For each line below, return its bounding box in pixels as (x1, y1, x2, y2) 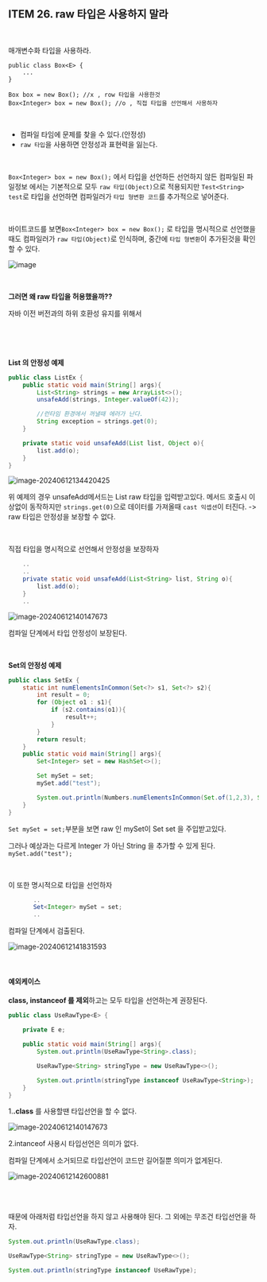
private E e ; (22, 1026, 66, 1034)
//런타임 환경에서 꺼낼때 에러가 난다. (37, 410, 144, 418)
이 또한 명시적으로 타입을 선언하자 (8, 880, 113, 889)
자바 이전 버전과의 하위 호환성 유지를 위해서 (8, 309, 142, 318)
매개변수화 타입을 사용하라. (8, 45, 91, 55)
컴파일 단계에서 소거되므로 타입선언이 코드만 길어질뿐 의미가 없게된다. (8, 1156, 222, 1165)
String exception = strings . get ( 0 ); (37, 418, 158, 425)
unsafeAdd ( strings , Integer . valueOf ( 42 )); (37, 396, 180, 404)
